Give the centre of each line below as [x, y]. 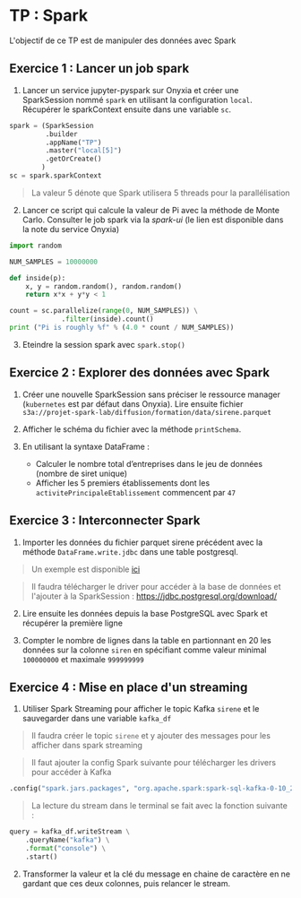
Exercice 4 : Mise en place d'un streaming [129, 687]
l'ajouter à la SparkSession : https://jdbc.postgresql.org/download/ [154, 596]
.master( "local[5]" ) [84, 151]
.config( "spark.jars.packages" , [69, 789]
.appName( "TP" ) [73, 142]
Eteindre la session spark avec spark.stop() [104, 344]
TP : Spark [49, 16]
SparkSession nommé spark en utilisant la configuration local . [137, 99]
